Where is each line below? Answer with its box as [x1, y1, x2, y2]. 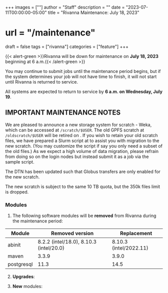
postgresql [7, 261, 33, 268]
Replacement [119, 230, 152, 237]
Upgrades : [12, 273, 35, 279]
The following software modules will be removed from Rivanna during [12, 212, 156, 219]
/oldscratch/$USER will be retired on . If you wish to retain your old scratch [5, 132, 158, 138]
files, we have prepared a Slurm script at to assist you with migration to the [5, 137, 159, 143]
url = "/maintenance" [5, 27, 96, 38]
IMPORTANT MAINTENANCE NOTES [5, 108, 121, 117]
